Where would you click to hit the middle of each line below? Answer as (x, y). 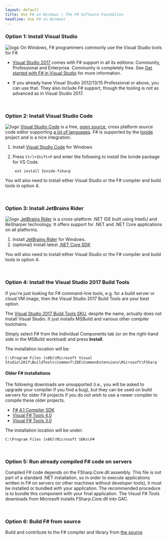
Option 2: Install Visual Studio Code (49, 116)
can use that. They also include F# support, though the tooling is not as (85, 88)
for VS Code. (26, 162)
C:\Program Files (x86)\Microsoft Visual (49, 358)
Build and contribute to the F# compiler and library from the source (74, 533)
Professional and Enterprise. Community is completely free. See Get (82, 67)
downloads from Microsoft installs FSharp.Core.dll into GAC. (67, 499)
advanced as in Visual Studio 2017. (48, 93)
